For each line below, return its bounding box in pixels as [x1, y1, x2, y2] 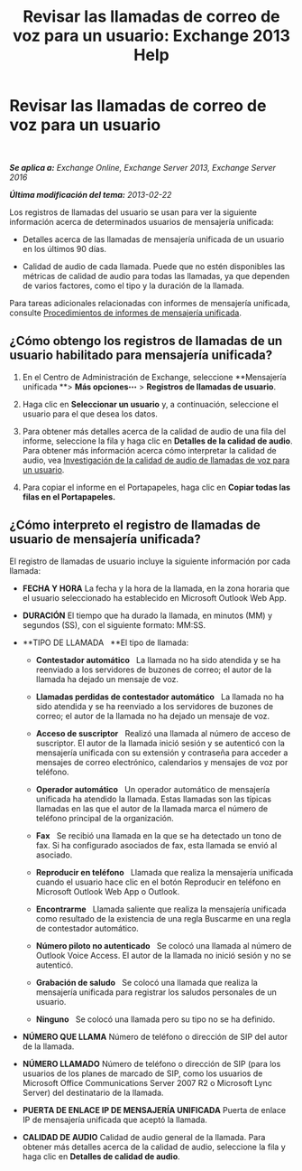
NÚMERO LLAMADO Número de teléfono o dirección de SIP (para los [22, 1058, 281, 1069]
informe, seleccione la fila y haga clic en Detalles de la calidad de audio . [22, 436, 293, 446]
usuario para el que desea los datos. [22, 408, 158, 419]
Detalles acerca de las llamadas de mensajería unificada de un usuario [22, 233, 285, 245]
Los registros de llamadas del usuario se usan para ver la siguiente [9, 206, 257, 218]
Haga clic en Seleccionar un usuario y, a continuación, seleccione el [22, 398, 279, 409]
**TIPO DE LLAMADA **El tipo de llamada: [22, 637, 189, 648]
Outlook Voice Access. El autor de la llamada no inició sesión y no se [35, 950, 291, 960]
